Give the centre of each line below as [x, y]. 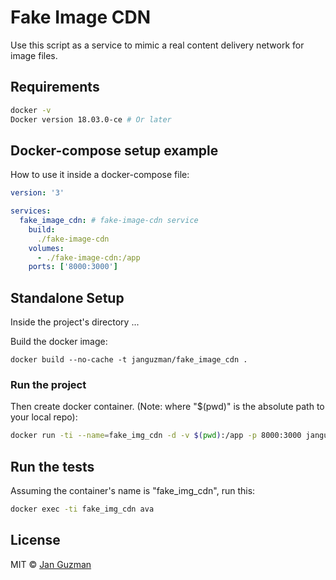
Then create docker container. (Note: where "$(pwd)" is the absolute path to [167, 407]
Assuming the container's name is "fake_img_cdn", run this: [133, 491]
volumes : [46, 248]
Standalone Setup [67, 297]
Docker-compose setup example [114, 150]
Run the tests [52, 466]
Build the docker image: [59, 342]
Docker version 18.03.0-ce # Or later [91, 119]
